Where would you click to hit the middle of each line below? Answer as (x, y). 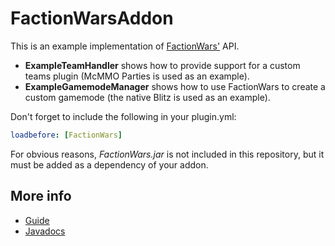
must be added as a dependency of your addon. (109, 164)
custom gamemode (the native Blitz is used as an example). (147, 97)
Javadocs (45, 231)
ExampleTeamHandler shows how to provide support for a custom (162, 65)
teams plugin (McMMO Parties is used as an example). (137, 76)
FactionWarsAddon (92, 18)
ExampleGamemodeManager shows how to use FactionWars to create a (175, 86)
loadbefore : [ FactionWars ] (66, 135)
